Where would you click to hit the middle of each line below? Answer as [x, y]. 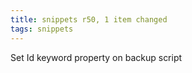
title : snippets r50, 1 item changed [89, 19]
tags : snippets [42, 29]
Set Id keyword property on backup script [96, 57]
